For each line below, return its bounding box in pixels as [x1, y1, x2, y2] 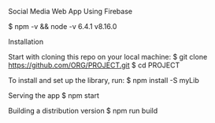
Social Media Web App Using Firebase [8, 7, 132, 16]
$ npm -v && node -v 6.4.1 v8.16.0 [8, 22, 117, 31]
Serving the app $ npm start [8, 91, 100, 100]
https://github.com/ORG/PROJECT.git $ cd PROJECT [8, 60, 180, 70]
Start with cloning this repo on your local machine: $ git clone [8, 52, 208, 61]
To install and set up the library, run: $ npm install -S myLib [8, 76, 199, 85]
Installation [8, 37, 44, 46]
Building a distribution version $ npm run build [8, 106, 158, 115]
